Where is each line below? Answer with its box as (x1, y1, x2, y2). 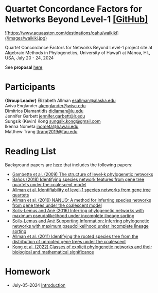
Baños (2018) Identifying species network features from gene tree (12, 176, 144, 182)
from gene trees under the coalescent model (12, 202, 102, 208)
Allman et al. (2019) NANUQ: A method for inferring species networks (12, 197, 152, 203)
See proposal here (5, 64, 43, 70)
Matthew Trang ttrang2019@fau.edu (5, 128, 78, 135)
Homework (5, 266, 51, 277)
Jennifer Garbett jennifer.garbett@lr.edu (5, 113, 85, 119)
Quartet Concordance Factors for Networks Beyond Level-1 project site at (5, 44, 153, 50)
